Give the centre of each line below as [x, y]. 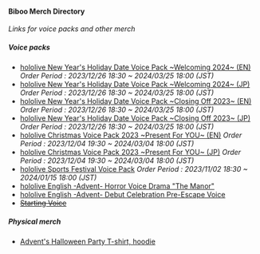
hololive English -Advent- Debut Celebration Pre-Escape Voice [122, 195]
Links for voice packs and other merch [72, 29]
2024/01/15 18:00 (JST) [58, 178]
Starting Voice [43, 203]
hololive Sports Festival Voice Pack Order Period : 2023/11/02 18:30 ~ [134, 169]
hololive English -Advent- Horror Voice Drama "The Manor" [117, 186]
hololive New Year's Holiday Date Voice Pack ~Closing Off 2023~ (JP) [135, 118]
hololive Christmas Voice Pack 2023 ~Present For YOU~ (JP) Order [130, 153]
